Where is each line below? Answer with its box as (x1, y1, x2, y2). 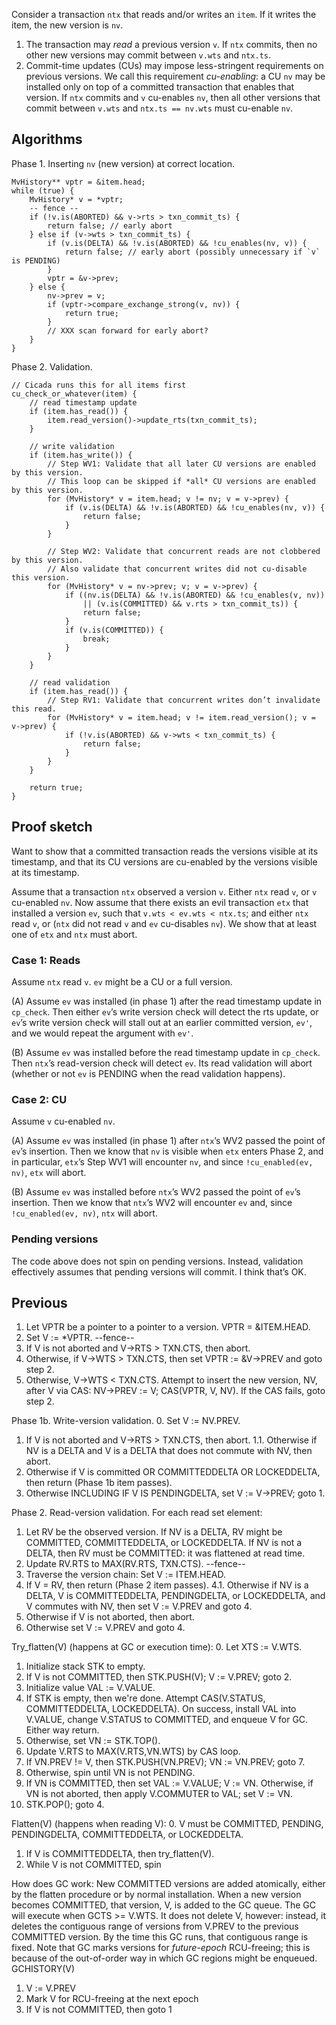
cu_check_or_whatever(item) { (11, 389, 138, 399)
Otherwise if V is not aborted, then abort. (25, 1611, 195, 1623)
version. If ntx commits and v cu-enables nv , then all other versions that (25, 92, 321, 103)
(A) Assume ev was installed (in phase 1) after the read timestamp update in (11, 995, 323, 1007)
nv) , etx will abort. (11, 1167, 87, 1179)
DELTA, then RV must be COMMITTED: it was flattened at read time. (25, 1547, 306, 1559)
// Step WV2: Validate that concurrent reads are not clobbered (47, 546, 321, 556)
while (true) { (11, 185, 75, 196)
